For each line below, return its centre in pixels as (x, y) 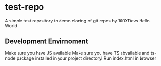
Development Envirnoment (47, 41)
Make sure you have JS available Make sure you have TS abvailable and (77, 53)
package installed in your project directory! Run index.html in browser (86, 58)
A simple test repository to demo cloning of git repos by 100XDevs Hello (77, 21)
